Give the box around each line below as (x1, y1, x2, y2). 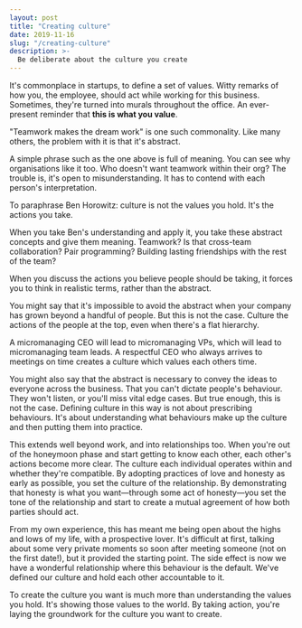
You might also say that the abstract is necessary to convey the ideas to (9, 374, 278, 384)
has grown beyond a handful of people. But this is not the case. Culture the (9, 310, 289, 321)
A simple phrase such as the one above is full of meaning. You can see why (9, 154, 291, 164)
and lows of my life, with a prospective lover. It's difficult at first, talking (9, 534, 275, 544)
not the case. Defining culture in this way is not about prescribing (9, 403, 253, 413)
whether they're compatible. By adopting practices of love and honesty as (9, 468, 286, 479)
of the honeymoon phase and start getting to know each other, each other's (9, 449, 292, 459)
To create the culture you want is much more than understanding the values (9, 589, 292, 600)
